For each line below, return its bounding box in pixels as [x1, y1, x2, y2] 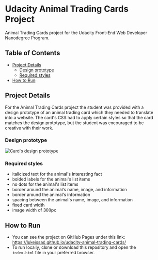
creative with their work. [5, 125, 53, 130]
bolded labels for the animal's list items [12, 176, 91, 182]
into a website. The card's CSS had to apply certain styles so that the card [5, 114, 154, 120]
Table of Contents [5, 49, 61, 57]
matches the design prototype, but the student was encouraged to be [5, 120, 144, 126]
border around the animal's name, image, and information [12, 187, 127, 193]
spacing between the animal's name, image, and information [12, 197, 133, 203]
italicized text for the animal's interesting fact [12, 171, 102, 177]
